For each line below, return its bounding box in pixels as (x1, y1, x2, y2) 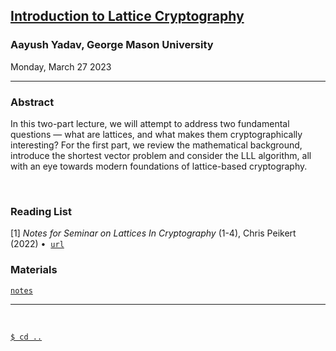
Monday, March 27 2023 (10, 60, 112, 73)
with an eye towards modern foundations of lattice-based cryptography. (10, 160, 308, 172)
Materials (10, 263, 58, 277)
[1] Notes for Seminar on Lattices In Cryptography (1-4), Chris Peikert (10, 227, 297, 239)
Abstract (10, 95, 55, 109)
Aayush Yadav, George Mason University (10, 38, 214, 52)
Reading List (10, 204, 72, 218)
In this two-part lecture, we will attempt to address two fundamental (10, 117, 290, 129)
